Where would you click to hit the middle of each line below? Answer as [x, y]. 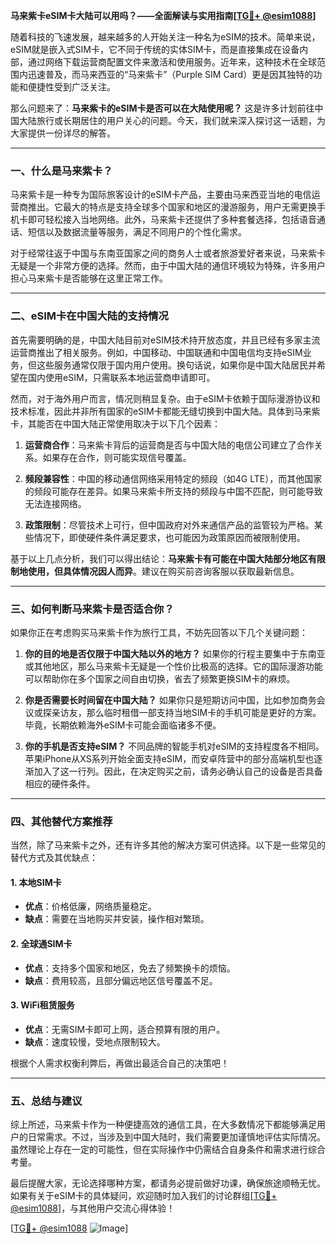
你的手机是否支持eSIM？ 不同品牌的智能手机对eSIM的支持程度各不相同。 [174, 746]
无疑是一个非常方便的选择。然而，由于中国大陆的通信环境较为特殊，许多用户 [168, 266]
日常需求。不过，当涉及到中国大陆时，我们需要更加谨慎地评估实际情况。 [176, 1137]
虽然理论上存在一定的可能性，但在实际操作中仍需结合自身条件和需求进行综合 [168, 1150]
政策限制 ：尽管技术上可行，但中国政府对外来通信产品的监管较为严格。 [169, 525]
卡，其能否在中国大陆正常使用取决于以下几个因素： [115, 423]
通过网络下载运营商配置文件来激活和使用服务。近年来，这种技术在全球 [172, 62]
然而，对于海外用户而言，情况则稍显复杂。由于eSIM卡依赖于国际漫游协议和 [165, 398]
